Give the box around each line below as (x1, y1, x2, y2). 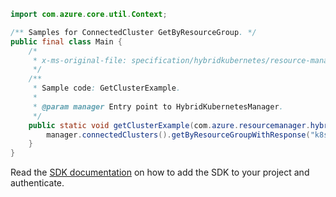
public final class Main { (10, 36, 123, 47)
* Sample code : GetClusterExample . (32, 83, 182, 94)
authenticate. (10, 177, 65, 189)
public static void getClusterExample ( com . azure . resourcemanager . (28, 120, 311, 130)
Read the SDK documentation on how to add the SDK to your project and (10, 166, 310, 179)
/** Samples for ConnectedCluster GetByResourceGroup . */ (10, 27, 257, 37)
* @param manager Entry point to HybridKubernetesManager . (32, 101, 284, 112)
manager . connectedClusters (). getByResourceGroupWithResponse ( (46, 130, 311, 140)
